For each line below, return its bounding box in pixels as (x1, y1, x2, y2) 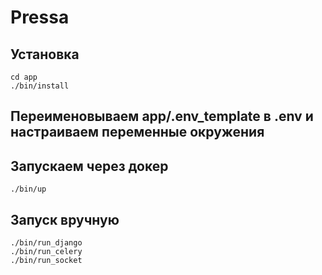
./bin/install (10, 81, 70, 91)
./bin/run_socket (10, 256, 83, 266)
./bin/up (10, 184, 47, 195)
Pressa (10, 6, 70, 29)
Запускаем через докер (10, 157, 169, 175)
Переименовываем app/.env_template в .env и (10, 108, 314, 125)
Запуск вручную (10, 211, 120, 228)
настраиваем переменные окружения (10, 124, 265, 141)
